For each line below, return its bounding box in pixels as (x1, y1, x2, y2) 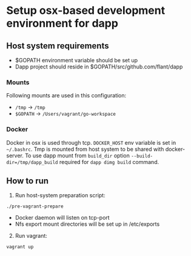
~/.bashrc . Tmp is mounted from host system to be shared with (6, 145, 164, 153)
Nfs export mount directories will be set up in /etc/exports (15, 220, 160, 228)
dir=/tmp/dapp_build (6, 159, 59, 165)
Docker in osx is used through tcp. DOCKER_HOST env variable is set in (6, 139, 176, 146)
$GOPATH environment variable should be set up (15, 57, 138, 64)
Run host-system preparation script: (15, 192, 106, 199)
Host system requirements (6, 41, 109, 51)
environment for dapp (6, 16, 118, 30)
